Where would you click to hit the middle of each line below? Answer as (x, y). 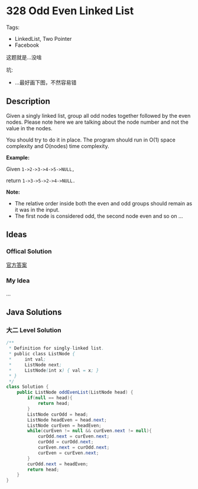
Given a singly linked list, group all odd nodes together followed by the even (98, 115)
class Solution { (27, 387)
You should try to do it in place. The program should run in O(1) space (91, 140)
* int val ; (27, 359)
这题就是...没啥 (24, 57)
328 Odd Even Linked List (70, 11)
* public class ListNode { (42, 354)
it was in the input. (37, 210)
